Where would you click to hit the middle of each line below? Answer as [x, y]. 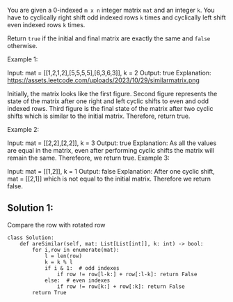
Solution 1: [30, 208]
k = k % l [58, 262]
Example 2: [23, 129]
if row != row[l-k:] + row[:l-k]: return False [127, 274]
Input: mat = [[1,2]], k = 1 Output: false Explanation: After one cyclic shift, [111, 171]
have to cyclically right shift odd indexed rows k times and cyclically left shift [116, 17]
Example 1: [23, 59]
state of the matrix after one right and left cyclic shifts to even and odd [108, 101]
